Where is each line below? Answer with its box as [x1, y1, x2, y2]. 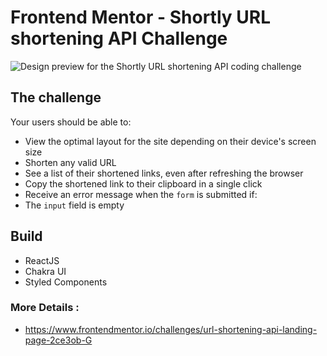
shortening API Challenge [10, 27, 228, 50]
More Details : [10, 301, 80, 315]
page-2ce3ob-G [24, 334, 93, 346]
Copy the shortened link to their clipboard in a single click [24, 177, 263, 190]
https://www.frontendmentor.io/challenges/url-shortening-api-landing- [24, 323, 318, 335]
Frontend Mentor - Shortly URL [10, 6, 271, 29]
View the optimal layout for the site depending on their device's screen [24, 135, 317, 147]
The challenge [10, 89, 102, 106]
